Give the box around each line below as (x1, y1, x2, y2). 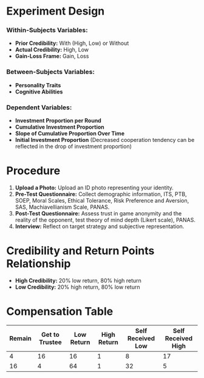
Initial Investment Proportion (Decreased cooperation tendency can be (15, 137, 195, 144)
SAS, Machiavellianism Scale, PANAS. (15, 203, 110, 211)
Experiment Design (6, 4, 105, 18)
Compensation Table (6, 305, 114, 319)
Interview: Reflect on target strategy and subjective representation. (15, 223, 185, 230)
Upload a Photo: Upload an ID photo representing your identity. (15, 184, 174, 192)
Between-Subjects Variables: (6, 68, 95, 76)
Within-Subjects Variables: (6, 26, 88, 35)
